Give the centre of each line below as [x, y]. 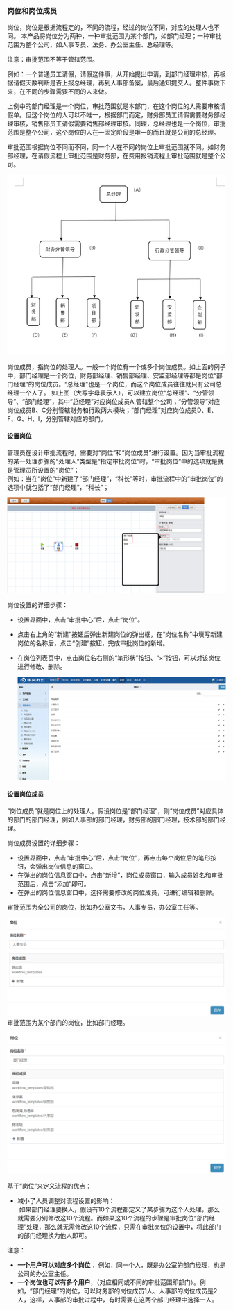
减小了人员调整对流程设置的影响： [66, 1200]
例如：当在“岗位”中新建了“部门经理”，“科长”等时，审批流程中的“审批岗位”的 [115, 479]
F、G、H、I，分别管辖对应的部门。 [57, 418]
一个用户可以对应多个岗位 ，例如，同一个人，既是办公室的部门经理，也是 [121, 1265]
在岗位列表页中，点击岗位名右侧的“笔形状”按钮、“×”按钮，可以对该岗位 [119, 658]
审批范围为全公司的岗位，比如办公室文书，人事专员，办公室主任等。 [104, 907]
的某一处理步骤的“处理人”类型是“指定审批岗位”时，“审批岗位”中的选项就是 [112, 461]
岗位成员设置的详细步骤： [44, 843]
